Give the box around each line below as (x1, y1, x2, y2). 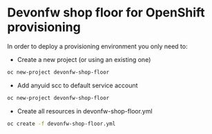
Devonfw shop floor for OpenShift (7, 5, 205, 21)
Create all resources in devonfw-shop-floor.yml (17, 107, 153, 115)
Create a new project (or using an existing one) (17, 55, 151, 63)
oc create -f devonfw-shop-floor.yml (7, 120, 116, 127)
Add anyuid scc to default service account (17, 81, 138, 89)
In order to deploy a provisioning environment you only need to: (7, 42, 188, 50)
